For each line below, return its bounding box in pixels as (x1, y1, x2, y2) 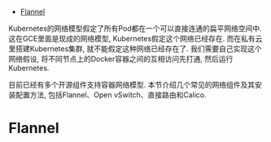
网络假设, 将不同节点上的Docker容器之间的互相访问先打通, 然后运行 (8, 54, 234, 63)
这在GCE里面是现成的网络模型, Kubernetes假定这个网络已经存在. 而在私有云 (8, 34, 263, 43)
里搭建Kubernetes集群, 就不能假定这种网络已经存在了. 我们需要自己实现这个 (8, 44, 262, 54)
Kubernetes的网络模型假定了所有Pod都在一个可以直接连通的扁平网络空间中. (8, 24, 262, 33)
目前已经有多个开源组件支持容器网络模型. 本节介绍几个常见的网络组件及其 (8, 80, 255, 89)
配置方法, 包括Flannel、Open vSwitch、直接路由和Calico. (15, 90, 207, 100)
